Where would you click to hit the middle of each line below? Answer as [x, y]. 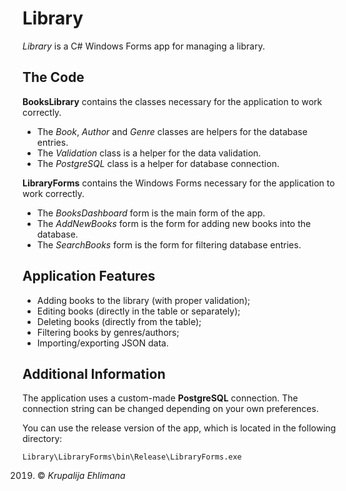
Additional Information [94, 373]
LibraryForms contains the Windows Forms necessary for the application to [178, 183]
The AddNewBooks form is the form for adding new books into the [174, 223]
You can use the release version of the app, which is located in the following [179, 428]
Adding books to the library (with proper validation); [143, 300]
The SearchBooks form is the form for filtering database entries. [169, 244]
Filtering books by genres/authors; [108, 332]
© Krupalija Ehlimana [81, 476]
